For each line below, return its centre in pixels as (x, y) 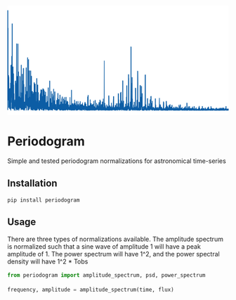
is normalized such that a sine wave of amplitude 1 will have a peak (104, 246)
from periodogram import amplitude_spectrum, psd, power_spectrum (106, 275)
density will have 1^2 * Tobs (48, 261)
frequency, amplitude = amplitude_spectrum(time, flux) (91, 290)
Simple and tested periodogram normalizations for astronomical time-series (117, 161)
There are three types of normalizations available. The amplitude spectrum (115, 239)
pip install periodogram (44, 200)
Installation (32, 183)
